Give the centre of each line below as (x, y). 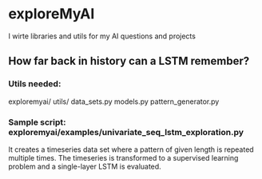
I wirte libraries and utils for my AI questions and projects (102, 36)
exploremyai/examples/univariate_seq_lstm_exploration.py (126, 132)
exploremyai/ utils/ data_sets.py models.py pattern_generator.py (114, 101)
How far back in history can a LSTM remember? (129, 61)
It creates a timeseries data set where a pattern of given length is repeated (131, 149)
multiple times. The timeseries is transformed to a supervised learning (123, 157)
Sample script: (37, 122)
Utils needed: (35, 84)
